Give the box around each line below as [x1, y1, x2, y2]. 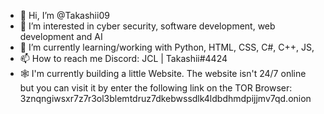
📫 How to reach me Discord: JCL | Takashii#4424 [19, 53, 228, 64]
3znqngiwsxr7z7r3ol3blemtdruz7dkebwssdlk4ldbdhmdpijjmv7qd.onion [19, 93, 312, 104]
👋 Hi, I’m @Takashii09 [19, 10, 110, 21]
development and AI [19, 31, 103, 42]
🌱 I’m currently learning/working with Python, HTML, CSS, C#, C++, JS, [19, 41, 315, 53]
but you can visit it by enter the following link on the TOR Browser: [19, 82, 293, 94]
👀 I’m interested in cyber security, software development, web [19, 20, 276, 32]
